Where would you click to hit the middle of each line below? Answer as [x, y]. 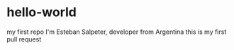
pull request [24, 39]
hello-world [42, 12]
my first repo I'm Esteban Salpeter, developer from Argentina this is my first [117, 32]
